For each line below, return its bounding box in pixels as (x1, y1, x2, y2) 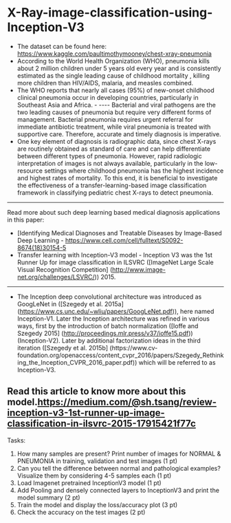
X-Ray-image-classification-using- (7, 5, 213, 21)
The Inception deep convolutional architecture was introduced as (16, 292, 202, 301)
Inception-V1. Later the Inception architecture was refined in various (16, 314, 210, 323)
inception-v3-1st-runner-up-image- (7, 407, 165, 419)
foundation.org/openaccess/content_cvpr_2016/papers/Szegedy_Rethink (16, 351, 224, 359)
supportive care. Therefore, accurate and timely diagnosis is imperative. (16, 129, 221, 138)
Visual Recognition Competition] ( (16, 265, 113, 273)
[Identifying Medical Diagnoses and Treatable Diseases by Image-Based (16, 228, 222, 237)
